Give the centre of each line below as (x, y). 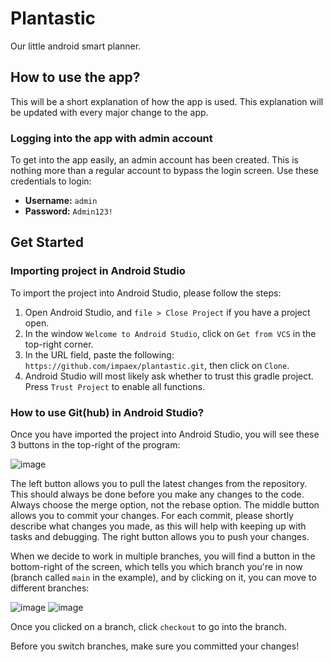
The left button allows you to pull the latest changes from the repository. (159, 484)
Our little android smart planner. (76, 46)
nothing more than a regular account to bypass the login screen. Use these (164, 171)
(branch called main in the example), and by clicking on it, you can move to (163, 578)
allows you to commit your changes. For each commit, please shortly (152, 516)
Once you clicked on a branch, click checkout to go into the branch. (148, 627)
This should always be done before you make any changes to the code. (157, 494)
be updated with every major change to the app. (109, 112)
